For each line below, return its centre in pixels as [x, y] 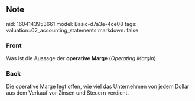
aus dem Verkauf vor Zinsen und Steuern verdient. [67, 93]
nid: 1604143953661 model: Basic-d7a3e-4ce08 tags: [71, 24]
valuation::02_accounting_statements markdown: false [72, 30]
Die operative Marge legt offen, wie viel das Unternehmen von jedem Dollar [98, 87]
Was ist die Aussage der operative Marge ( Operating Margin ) [81, 58]
